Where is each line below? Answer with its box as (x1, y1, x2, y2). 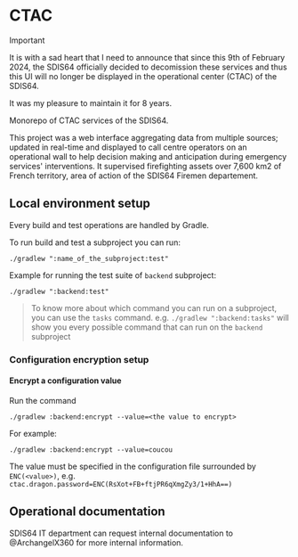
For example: (9, 428, 58, 438)
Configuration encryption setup (9, 353, 149, 365)
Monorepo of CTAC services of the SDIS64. (9, 115, 169, 126)
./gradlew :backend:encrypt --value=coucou (9, 445, 173, 455)
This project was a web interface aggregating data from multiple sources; (9, 132, 278, 143)
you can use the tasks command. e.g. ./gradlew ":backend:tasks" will (30, 312, 289, 323)
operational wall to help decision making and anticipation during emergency (9, 151, 287, 161)
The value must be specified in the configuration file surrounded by (9, 461, 256, 471)
